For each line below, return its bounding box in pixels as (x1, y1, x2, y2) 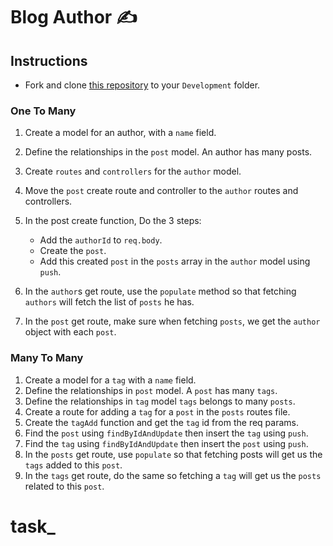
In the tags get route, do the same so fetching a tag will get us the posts (24, 469, 322, 481)
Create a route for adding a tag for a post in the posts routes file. (24, 405, 291, 418)
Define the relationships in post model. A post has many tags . (24, 384, 278, 396)
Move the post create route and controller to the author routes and (24, 185, 299, 197)
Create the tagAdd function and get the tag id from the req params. (24, 416, 299, 428)
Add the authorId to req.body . (39, 234, 163, 246)
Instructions (10, 52, 88, 69)
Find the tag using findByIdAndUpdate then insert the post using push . (24, 437, 309, 449)
